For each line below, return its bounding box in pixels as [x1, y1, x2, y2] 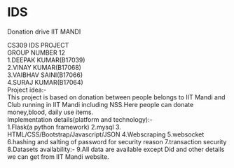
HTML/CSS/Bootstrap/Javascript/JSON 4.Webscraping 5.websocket [7, 130, 205, 139]
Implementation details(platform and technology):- [7, 115, 153, 123]
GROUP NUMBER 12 [7, 48, 65, 57]
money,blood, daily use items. [7, 108, 93, 116]
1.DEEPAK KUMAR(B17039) [7, 55, 85, 64]
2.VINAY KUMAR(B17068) [7, 63, 82, 71]
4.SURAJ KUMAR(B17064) [7, 78, 84, 86]
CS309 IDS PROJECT [7, 41, 69, 49]
